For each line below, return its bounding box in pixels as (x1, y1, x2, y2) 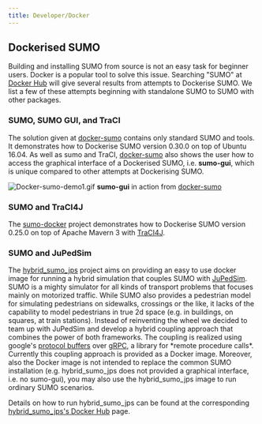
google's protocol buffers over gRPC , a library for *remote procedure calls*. (8, 341, 254, 351)
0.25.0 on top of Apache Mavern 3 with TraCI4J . (8, 228, 166, 238)
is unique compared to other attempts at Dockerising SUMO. (8, 167, 204, 176)
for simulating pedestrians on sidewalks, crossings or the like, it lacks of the (8, 299, 255, 309)
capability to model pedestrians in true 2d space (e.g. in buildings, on (8, 307, 234, 317)
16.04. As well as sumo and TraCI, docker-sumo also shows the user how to (8, 149, 254, 159)
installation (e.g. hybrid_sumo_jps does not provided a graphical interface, (8, 366, 249, 376)
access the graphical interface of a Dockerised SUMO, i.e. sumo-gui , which (8, 158, 255, 167)
